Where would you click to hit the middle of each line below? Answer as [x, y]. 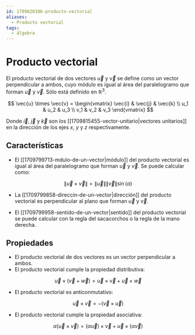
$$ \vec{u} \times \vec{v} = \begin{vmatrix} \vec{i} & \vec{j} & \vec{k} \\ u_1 [98, 103]
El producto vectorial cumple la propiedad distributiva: [79, 270]
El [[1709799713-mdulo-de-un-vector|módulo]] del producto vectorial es [102, 160]
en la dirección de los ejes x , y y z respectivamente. [68, 127]
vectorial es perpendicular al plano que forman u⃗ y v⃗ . [81, 201]
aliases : [17, 17]
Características [35, 146]
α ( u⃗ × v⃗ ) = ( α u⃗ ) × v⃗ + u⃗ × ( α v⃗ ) [98, 326]
